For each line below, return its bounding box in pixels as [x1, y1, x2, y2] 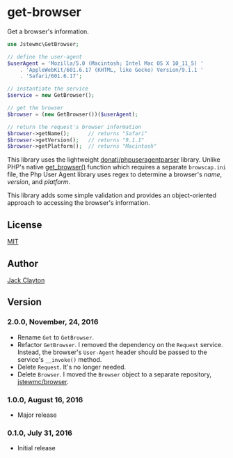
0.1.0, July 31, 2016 [7, 428, 73, 438]
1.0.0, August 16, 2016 [7, 395, 83, 404]
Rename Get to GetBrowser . [17, 333, 95, 342]
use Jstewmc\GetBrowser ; [7, 40, 79, 47]
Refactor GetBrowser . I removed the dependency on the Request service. [17, 340, 224, 349]
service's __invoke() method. [17, 355, 102, 363]
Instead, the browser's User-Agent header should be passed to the [17, 348, 207, 356]
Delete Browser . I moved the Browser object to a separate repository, [17, 370, 212, 379]
